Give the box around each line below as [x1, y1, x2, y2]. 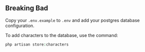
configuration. [5, 22, 34, 28]
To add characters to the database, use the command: [5, 32, 118, 38]
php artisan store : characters [5, 42, 69, 47]
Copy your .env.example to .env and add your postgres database [5, 17, 140, 23]
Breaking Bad [5, 4, 49, 12]
